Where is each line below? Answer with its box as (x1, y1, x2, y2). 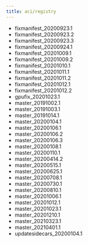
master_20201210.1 (14, 211, 60, 218)
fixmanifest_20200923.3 (14, 37, 75, 44)
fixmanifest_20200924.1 (14, 43, 73, 50)
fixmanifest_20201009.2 (14, 56, 73, 63)
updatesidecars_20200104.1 (14, 230, 83, 237)
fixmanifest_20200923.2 (14, 30, 75, 38)
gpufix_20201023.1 (14, 93, 60, 100)
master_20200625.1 (14, 167, 63, 174)
